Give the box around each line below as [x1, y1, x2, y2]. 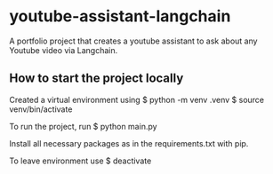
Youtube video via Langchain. [9, 44, 118, 55]
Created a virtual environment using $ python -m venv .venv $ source [9, 94, 265, 105]
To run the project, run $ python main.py [9, 121, 157, 131]
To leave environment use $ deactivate [9, 155, 152, 166]
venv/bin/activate [9, 104, 73, 115]
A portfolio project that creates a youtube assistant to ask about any [9, 36, 258, 46]
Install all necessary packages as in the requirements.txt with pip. [9, 138, 249, 148]
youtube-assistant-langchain [9, 6, 231, 27]
